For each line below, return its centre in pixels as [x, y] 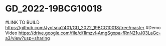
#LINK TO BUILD [23, 22]
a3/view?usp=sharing [28, 38]
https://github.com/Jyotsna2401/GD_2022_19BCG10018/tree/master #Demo [83, 27]
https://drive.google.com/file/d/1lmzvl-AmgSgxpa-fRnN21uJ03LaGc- [90, 33]
